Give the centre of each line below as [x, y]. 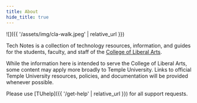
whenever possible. [30, 82]
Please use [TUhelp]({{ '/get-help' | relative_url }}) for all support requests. [97, 94]
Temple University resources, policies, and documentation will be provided [97, 76]
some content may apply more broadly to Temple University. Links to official [99, 69]
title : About [22, 12]
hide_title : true [28, 17]
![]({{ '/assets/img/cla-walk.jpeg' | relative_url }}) [65, 34]
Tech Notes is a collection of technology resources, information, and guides [98, 46]
